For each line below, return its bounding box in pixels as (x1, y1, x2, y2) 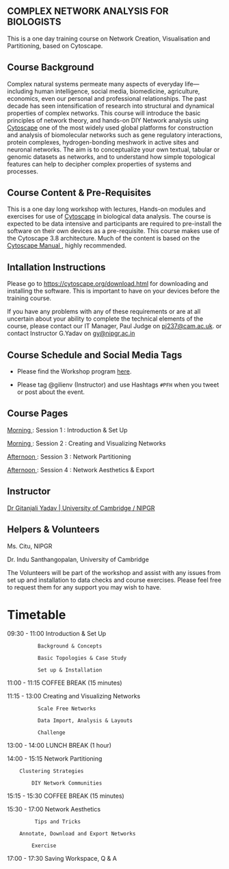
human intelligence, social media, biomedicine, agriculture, (34, 87, 200, 95)
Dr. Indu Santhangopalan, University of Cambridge (7, 555, 149, 563)
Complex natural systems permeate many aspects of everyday (7, 79, 183, 88)
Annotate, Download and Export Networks (19, 831, 136, 837)
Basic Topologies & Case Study (37, 654, 127, 662)
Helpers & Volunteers (7, 524, 100, 535)
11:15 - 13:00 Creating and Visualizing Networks (7, 692, 141, 700)
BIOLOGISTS (7, 16, 62, 28)
